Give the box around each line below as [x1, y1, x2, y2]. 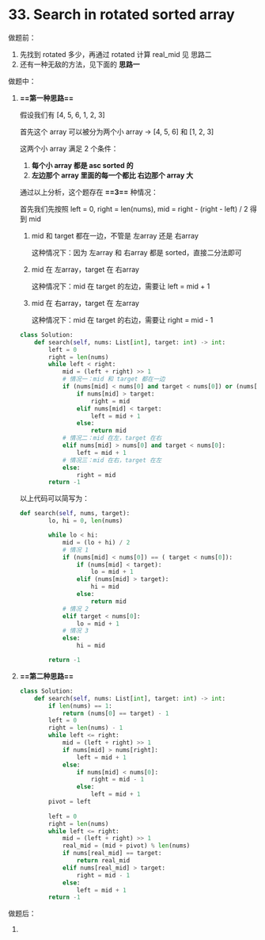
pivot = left [48, 798, 91, 806]
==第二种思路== [19, 671, 74, 681]
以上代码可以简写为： [19, 494, 89, 503]
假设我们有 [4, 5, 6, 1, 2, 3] [19, 109, 105, 120]
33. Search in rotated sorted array [8, 6, 235, 24]
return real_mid [76, 857, 131, 865]
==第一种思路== [19, 93, 74, 102]
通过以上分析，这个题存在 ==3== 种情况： [19, 187, 158, 197]
